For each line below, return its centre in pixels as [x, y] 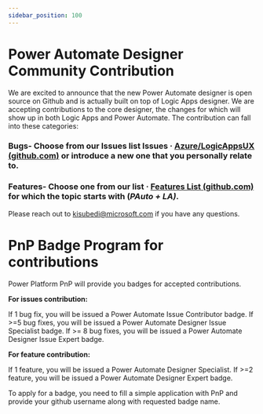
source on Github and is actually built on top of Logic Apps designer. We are [131, 101]
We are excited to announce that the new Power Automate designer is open [130, 93]
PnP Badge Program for [86, 245]
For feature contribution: [49, 354]
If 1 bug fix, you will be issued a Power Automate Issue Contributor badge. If [131, 314]
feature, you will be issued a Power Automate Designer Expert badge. [121, 378]
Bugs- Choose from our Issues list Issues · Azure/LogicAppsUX [131, 146]
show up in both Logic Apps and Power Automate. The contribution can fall [130, 118]
